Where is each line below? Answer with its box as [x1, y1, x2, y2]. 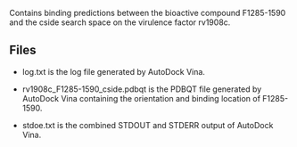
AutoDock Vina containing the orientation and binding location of [21, 93, 261, 103]
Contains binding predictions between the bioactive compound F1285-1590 [9, 8, 286, 18]
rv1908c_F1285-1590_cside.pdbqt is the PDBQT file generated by [21, 84, 262, 94]
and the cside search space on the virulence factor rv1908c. [9, 17, 231, 28]
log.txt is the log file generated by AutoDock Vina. [21, 66, 205, 77]
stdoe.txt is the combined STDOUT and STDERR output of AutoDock [21, 119, 274, 130]
